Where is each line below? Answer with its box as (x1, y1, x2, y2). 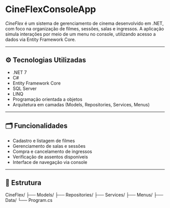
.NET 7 (12, 69, 27, 75)
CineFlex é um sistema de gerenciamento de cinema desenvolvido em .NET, (5, 20, 164, 26)
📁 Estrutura (5, 178, 41, 187)
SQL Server (12, 85, 37, 92)
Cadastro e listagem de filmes (12, 138, 75, 144)
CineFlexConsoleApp (5, 4, 96, 15)
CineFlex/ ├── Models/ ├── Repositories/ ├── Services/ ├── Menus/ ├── (5, 192, 163, 198)
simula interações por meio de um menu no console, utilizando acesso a (5, 31, 156, 37)
